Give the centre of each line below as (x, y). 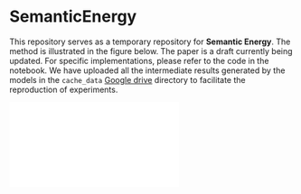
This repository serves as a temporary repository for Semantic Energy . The (150, 42)
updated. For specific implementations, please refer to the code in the (139, 60)
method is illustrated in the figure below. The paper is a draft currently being (151, 51)
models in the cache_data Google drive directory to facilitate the (127, 79)
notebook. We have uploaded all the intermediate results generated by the (147, 70)
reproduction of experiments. (64, 89)
